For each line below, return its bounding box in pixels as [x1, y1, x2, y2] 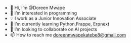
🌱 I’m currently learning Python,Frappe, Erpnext [10, 21, 110, 27]
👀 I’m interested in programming [10, 10, 77, 16]
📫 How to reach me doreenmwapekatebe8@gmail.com [10, 32, 126, 37]
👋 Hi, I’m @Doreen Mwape [10, 5, 65, 10]
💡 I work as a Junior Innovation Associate [10, 15, 97, 21]
